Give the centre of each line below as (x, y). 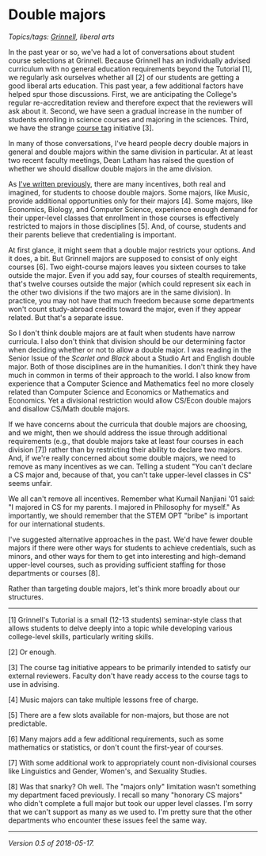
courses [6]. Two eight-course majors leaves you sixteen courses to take (127, 267)
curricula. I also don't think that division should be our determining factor (127, 341)
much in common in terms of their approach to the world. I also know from (129, 375)
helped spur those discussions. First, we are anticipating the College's (123, 94)
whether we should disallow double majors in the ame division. (110, 168)
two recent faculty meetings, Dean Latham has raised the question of (121, 160)
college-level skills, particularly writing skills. (81, 636)
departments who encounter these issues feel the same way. (108, 820)
